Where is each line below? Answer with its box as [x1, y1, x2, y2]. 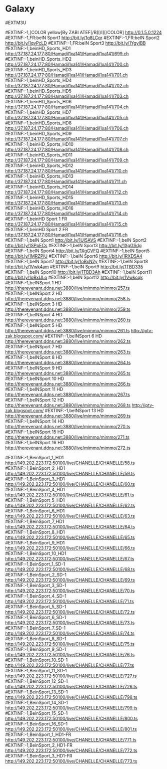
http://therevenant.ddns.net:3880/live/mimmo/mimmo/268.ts [5, 402, 131, 408]
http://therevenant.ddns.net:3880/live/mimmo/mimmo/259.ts [5, 306, 131, 312]
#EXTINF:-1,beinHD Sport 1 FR [5, 216, 67, 222]
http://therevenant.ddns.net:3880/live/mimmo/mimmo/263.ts [5, 349, 131, 355]
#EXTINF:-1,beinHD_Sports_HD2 [5, 56, 71, 62]
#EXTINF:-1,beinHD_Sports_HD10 [5, 141, 73, 147]
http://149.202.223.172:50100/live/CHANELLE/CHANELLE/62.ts [5, 502, 135, 508]
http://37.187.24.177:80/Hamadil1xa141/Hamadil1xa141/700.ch [5, 61, 129, 67]
